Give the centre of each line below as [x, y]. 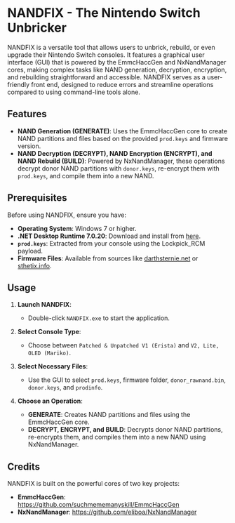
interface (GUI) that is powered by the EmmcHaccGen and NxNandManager [117, 62]
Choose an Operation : [50, 401]
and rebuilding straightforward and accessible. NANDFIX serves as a [106, 77]
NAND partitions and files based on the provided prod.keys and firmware [122, 138]
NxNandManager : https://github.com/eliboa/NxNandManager [107, 512]
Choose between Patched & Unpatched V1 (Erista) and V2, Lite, [123, 345]
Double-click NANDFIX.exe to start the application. [99, 318]
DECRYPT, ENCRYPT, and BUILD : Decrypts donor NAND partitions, [125, 430]
